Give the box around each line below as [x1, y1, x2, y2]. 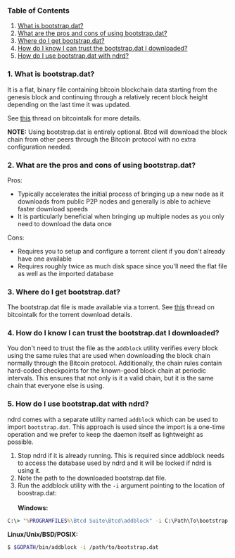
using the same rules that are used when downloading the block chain [7, 352, 211, 360]
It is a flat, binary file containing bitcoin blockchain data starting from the [7, 85, 218, 94]
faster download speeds [17, 204, 88, 213]
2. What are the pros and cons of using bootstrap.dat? [7, 160, 196, 170]
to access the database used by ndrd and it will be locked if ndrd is [17, 459, 212, 467]
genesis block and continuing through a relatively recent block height [7, 92, 208, 101]
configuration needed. [7, 142, 72, 151]
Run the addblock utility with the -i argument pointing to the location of [17, 481, 225, 490]
